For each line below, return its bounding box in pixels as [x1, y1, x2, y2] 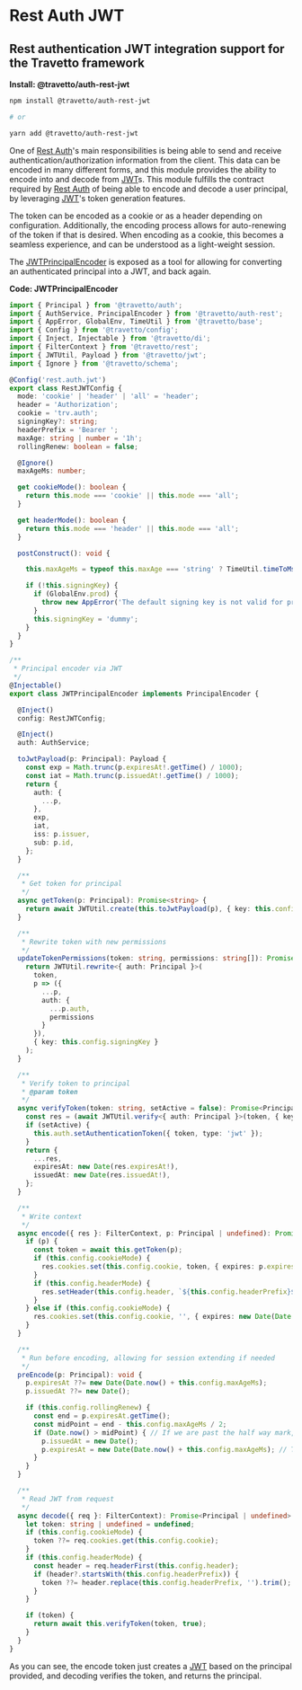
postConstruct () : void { [17, 549, 111, 558]
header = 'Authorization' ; [17, 401, 119, 410]
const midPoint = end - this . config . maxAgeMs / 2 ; [32, 1420, 227, 1429]
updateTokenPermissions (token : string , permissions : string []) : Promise [17, 954, 296, 963]
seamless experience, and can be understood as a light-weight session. [9, 239, 276, 250]
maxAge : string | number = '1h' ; [17, 433, 143, 443]
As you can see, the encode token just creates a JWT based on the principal [9, 1660, 292, 1671]
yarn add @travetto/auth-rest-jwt [9, 128, 139, 137]
